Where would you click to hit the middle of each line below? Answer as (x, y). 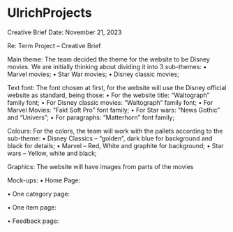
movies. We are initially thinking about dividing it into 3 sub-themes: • (107, 66)
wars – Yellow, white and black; (52, 153)
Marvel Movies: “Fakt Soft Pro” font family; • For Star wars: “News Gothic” (114, 110)
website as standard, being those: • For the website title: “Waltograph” (108, 95)
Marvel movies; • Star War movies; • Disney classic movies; (93, 74)
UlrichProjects (50, 13)
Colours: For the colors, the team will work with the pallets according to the (115, 131)
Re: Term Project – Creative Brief (54, 45)
